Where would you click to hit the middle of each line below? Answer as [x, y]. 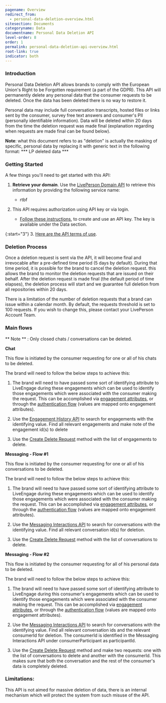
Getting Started [24, 164]
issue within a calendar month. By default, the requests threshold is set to [80, 304]
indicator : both [22, 56]
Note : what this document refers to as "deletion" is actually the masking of [81, 141]
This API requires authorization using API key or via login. [71, 209]
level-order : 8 [21, 38]
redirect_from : [21, 14]
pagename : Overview [25, 10]
